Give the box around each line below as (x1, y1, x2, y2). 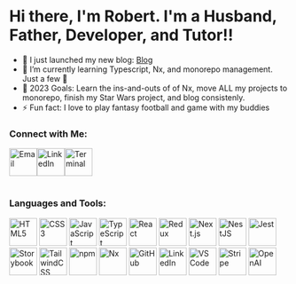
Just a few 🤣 (21, 73, 68, 83)
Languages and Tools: (9, 197, 106, 209)
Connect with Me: (9, 127, 88, 139)
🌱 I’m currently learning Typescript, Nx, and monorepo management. (21, 64, 273, 75)
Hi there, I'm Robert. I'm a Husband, (9, 6, 277, 27)
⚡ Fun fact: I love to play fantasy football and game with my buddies (21, 102, 270, 113)
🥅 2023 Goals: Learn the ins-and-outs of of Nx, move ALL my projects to (21, 83, 288, 93)
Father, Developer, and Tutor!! (9, 25, 234, 45)
